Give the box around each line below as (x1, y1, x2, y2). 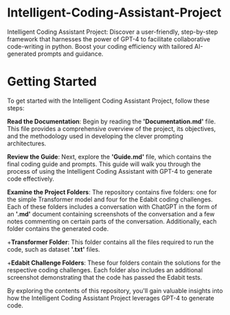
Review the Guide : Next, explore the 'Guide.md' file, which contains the (7, 152, 211, 161)
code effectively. (7, 174, 55, 183)
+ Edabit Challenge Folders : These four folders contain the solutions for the (7, 258, 221, 267)
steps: (7, 103, 25, 112)
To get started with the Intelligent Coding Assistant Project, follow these (7, 96, 210, 105)
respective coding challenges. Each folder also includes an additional (7, 265, 203, 274)
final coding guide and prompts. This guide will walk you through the (7, 160, 201, 168)
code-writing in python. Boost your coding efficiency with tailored (7, 42, 194, 50)
